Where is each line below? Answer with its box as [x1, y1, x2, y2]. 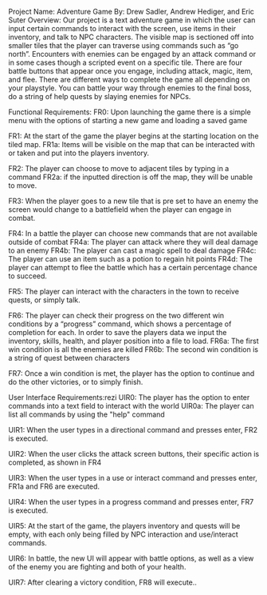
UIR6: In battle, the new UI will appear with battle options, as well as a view [8, 553, 254, 563]
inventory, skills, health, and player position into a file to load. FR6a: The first [8, 336, 259, 345]
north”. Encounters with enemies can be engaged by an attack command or [8, 50, 257, 58]
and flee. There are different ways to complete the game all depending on [8, 75, 250, 84]
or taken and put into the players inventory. [8, 148, 150, 158]
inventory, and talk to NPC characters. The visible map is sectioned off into [8, 32, 254, 42]
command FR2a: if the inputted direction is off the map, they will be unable [8, 172, 253, 182]
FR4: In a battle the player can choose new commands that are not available [8, 229, 257, 238]
